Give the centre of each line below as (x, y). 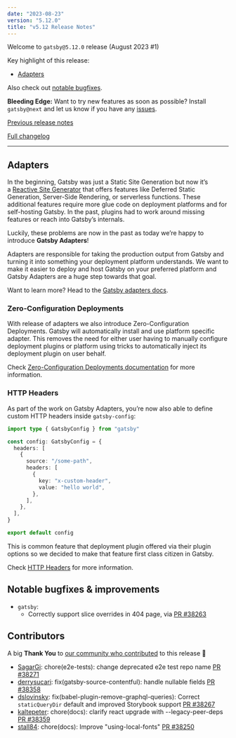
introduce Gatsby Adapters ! (48, 241)
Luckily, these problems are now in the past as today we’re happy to (106, 233)
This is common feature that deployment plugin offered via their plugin (109, 546)
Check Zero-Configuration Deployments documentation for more (101, 368)
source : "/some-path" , (59, 461)
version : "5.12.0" (34, 20)
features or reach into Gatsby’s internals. (66, 220)
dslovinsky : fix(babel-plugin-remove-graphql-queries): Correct (109, 696)
